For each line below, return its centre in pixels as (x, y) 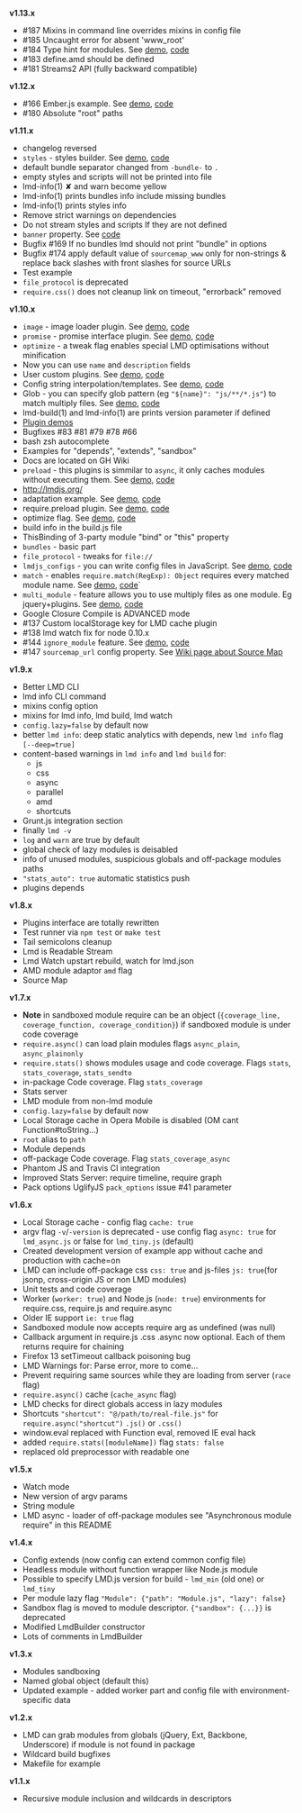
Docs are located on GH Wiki (76, 460)
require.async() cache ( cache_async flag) (99, 1394)
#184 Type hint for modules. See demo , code (106, 50)
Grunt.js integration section (73, 820)
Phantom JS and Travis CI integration (91, 1168)
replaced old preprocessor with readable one (106, 1452)
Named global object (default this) (86, 1681)
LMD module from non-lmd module (87, 1101)
